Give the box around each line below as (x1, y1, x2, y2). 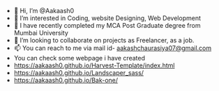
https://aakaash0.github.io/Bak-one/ (13, 76, 119, 84)
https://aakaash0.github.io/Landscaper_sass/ (13, 69, 144, 76)
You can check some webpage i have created (13, 54, 145, 62)
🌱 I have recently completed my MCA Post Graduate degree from (13, 22, 201, 29)
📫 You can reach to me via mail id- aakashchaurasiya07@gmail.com (13, 44, 211, 52)
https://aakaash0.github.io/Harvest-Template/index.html (13, 61, 175, 69)
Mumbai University (13, 28, 68, 37)
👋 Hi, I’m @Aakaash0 (13, 7, 75, 15)
